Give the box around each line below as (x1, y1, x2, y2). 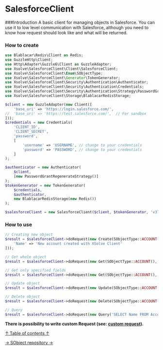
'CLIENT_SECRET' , (14, 129, 49, 134)
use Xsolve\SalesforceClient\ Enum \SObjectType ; (5, 71, 103, 76)
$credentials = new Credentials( (5, 120, 73, 125)
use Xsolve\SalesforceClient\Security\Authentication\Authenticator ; (5, 80, 149, 85)
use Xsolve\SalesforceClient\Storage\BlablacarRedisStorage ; (5, 94, 131, 98)
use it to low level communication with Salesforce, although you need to (5, 24, 149, 30)
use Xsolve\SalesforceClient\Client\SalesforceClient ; (5, 66, 118, 71)
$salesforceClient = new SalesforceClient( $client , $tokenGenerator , (5, 210, 149, 215)
